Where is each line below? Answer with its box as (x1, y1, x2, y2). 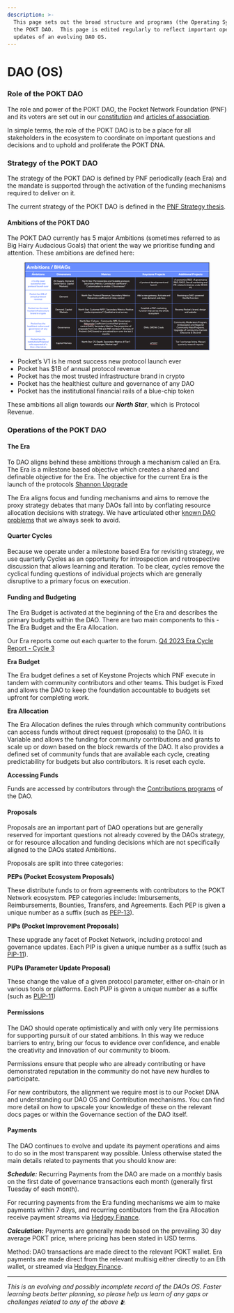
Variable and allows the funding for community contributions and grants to (7, 735, 221, 744)
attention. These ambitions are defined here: (7, 248, 134, 257)
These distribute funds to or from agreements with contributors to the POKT (7, 886, 225, 894)
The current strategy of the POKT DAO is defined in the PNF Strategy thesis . (7, 202, 226, 211)
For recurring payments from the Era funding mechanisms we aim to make (7, 1198, 221, 1206)
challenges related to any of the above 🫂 (7, 1298, 127, 1306)
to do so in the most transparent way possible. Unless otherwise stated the (7, 1148, 222, 1157)
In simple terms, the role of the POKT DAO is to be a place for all (7, 126, 192, 134)
